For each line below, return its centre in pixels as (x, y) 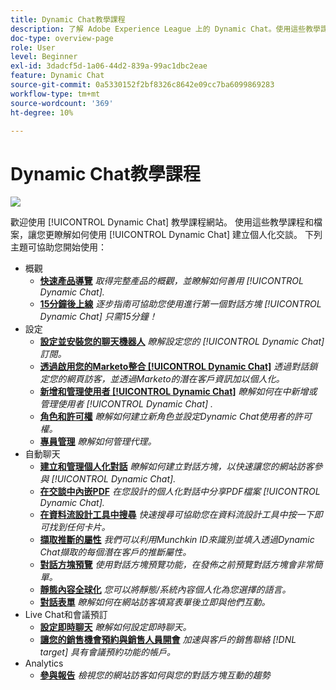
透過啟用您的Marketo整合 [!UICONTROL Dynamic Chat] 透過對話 (174, 367)
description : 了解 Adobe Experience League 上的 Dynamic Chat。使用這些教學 (165, 29)
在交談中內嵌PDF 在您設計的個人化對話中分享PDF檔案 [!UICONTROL (180, 492)
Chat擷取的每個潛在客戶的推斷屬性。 (115, 552)
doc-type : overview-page (62, 38)
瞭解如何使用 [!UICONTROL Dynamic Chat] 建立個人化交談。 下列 (188, 235)
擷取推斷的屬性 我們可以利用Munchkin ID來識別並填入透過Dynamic (177, 540)
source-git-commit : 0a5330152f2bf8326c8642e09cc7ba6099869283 (142, 85)
